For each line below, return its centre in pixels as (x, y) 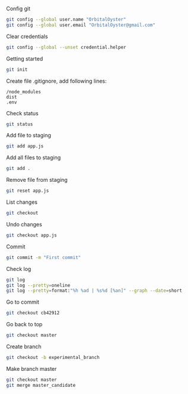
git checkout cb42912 (33, 313)
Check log (19, 269)
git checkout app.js (32, 235)
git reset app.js (28, 191)
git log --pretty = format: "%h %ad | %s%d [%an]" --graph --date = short (94, 291)
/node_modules (24, 92)
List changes (22, 202)
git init (17, 70)
